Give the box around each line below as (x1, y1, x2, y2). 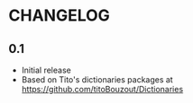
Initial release (21, 64, 71, 75)
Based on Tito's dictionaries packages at (21, 74, 173, 85)
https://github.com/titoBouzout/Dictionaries (21, 84, 184, 94)
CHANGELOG (8, 5, 110, 26)
